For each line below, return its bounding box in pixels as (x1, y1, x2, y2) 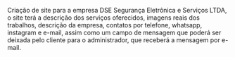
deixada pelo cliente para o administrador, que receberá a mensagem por (7, 36, 220, 44)
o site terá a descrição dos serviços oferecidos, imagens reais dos (7, 13, 201, 22)
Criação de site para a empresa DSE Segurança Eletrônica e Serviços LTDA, (7, 6, 227, 14)
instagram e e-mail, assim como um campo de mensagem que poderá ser (7, 28, 222, 37)
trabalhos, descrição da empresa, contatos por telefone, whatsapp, (7, 21, 203, 29)
